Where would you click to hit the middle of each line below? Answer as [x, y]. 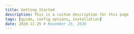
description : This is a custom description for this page [67, 14]
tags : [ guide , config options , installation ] [53, 19]
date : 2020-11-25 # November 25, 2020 [46, 24]
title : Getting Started [30, 10]
